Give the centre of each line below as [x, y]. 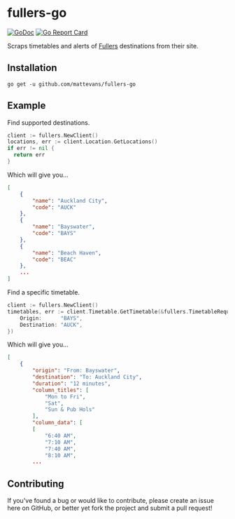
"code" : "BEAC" [55, 259]
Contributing [36, 484]
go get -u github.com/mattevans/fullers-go [72, 84]
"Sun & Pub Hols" [70, 410]
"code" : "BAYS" [55, 234]
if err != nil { [31, 149]
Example [27, 106]
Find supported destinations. [49, 122]
